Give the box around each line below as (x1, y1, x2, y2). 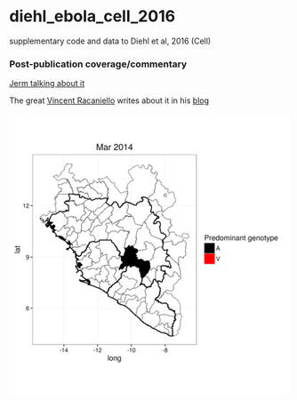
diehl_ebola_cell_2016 (9, 6, 176, 27)
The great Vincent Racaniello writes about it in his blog (9, 95, 210, 106)
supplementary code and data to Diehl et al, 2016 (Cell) (9, 36, 212, 46)
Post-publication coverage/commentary (9, 58, 188, 70)
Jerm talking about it (9, 78, 85, 89)
